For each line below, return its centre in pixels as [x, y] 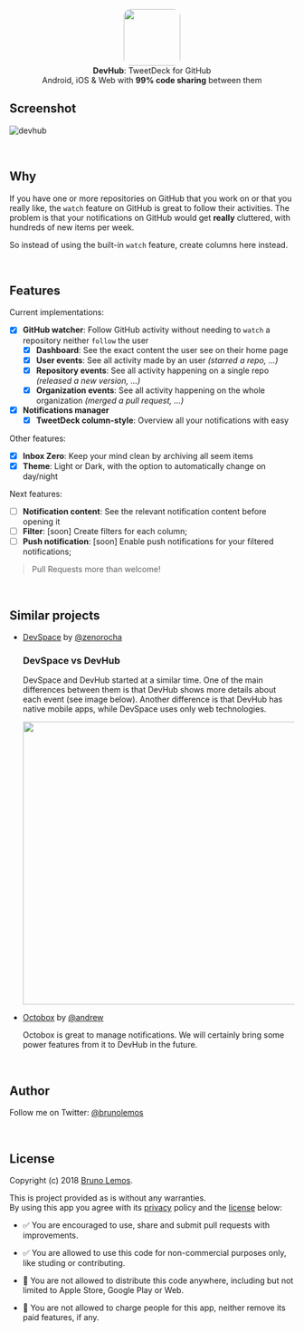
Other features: [38, 438]
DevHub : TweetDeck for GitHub [152, 71]
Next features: [36, 494]
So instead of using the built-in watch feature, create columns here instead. [149, 244]
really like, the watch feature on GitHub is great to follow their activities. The [149, 207]
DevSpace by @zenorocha [72, 637]
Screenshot [43, 109]
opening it [41, 522]
